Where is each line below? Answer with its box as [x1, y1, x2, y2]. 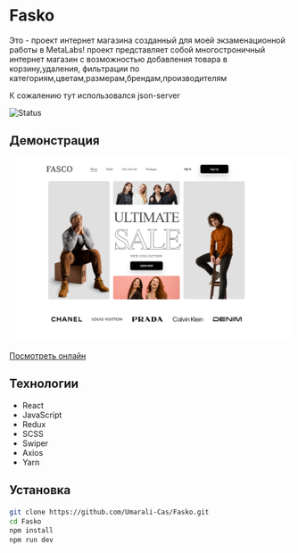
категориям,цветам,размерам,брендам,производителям [9, 72, 228, 83]
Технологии [9, 376, 79, 392]
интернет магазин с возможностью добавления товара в [9, 54, 228, 64]
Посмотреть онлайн [9, 351, 87, 361]
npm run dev [9, 536, 54, 545]
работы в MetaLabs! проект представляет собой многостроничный [9, 44, 266, 54]
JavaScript [21, 409, 62, 420]
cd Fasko [9, 516, 42, 526]
